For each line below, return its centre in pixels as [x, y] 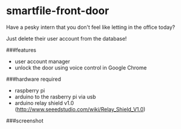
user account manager [42, 61]
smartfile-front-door [58, 11]
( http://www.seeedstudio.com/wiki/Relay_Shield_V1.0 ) [80, 109]
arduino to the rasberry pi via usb [55, 97]
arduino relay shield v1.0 [44, 103]
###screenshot [25, 120]
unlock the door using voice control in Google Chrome [80, 67]
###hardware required [34, 79]
